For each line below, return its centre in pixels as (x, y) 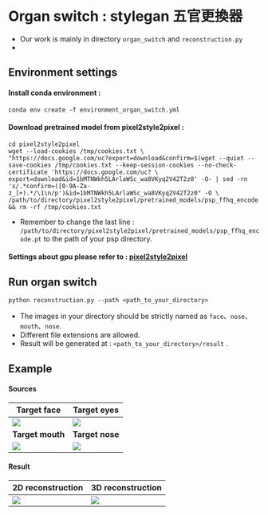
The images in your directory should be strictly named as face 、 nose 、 (136, 316)
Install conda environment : (55, 92)
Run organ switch (53, 282)
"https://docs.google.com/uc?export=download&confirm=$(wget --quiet (126, 158)
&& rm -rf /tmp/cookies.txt (55, 207)
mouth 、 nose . (41, 326)
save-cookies (30, 165)
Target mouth (39, 434)
